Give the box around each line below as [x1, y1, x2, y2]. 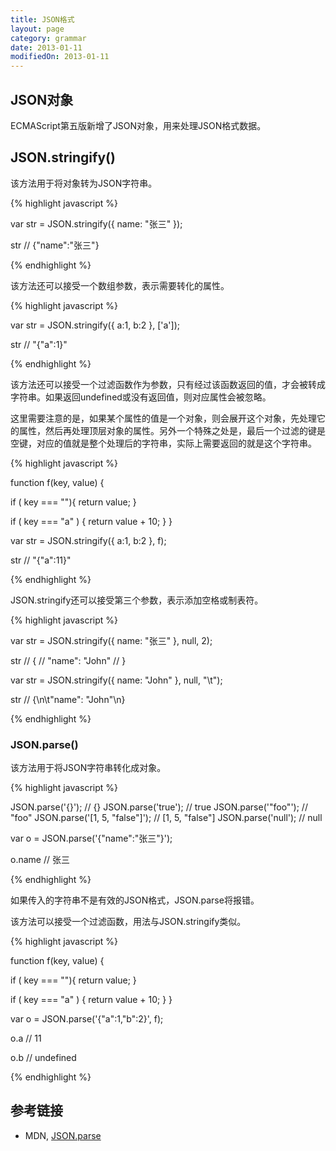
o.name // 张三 [10, 854, 70, 866]
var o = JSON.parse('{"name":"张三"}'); [10, 832, 173, 845]
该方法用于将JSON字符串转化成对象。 [10, 762, 167, 774]
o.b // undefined [10, 1052, 77, 1064]
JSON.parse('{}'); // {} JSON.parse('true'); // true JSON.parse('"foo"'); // [10, 801, 308, 813]
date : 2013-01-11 [10, 42, 83, 53]
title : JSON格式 [10, 14, 75, 25]
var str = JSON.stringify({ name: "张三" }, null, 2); [10, 634, 213, 646]
